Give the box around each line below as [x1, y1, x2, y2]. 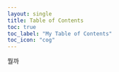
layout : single [7, 10, 52, 18]
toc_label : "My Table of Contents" [7, 30, 113, 37]
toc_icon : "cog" [7, 37, 55, 44]
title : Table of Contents [7, 17, 84, 24]
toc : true [7, 23, 37, 30]
